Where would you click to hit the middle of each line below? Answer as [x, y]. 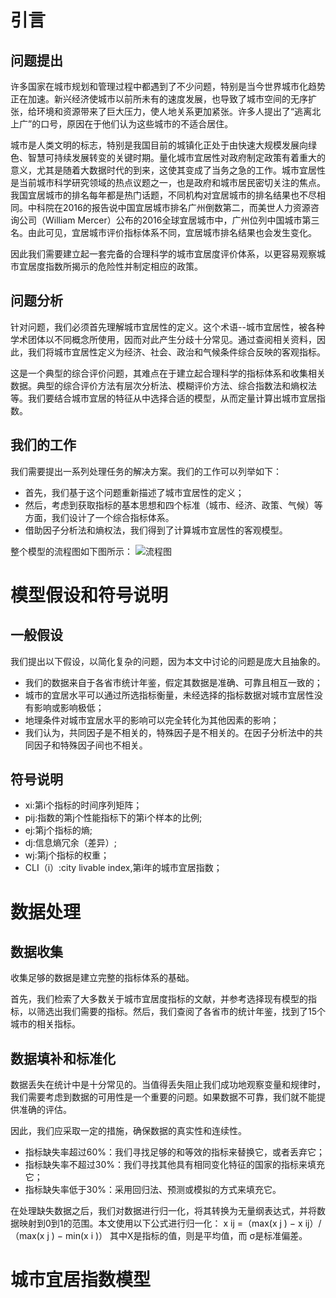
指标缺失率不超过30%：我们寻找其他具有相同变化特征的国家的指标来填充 [175, 1165]
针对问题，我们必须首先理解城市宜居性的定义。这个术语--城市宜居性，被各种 [167, 327]
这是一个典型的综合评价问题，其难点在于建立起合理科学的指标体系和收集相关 [168, 373]
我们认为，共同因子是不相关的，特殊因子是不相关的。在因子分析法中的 [169, 732]
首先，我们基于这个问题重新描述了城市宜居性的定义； [134, 492]
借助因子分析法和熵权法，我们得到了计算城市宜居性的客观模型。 [156, 530]
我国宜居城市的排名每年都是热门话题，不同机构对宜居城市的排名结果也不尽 [163, 195]
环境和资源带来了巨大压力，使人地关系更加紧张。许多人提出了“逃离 [174, 111]
